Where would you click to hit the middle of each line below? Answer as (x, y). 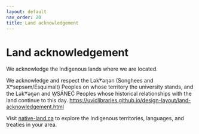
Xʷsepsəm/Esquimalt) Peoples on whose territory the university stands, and (100, 87)
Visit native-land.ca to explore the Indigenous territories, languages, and (95, 118)
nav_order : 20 (24, 17)
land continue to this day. (37, 100)
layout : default (26, 12)
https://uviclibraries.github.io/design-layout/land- (130, 100)
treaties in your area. (32, 125)
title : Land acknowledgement (42, 23)
